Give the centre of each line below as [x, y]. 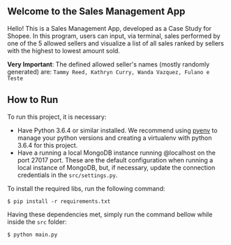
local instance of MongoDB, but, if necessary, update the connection [116, 167]
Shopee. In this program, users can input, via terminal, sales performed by [114, 36]
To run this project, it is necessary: [57, 117]
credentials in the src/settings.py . [67, 175]
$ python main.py [32, 234]
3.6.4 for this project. [47, 145]
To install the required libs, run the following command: [86, 188]
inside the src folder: [37, 222]
